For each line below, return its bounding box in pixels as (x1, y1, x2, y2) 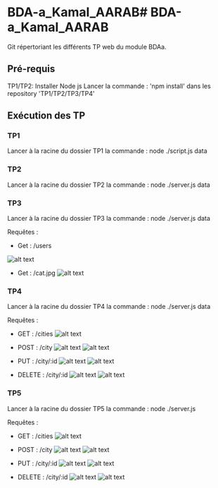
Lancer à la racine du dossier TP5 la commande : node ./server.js (7, 404, 196, 413)
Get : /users (17, 241, 52, 250)
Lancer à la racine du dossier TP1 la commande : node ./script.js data (7, 147, 207, 155)
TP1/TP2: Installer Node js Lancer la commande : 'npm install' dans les (7, 82, 211, 90)
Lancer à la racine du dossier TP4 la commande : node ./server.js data (7, 303, 211, 311)
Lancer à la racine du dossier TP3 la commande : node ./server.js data (7, 214, 211, 223)
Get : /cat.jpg (17, 269, 56, 277)
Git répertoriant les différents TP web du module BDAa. (7, 42, 167, 51)
